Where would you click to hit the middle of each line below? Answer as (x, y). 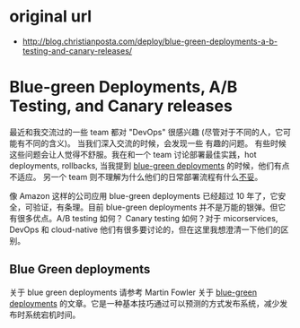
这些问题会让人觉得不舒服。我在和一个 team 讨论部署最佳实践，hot (133, 154)
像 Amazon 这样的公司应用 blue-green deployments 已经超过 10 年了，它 (144, 195)
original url (51, 17)
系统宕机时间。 (53, 315)
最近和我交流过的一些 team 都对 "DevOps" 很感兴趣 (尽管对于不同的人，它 (146, 132)
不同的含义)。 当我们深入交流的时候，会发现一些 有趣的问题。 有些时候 (155, 143)
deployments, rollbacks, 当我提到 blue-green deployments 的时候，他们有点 (150, 165)
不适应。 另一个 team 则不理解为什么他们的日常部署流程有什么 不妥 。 (136, 177)
